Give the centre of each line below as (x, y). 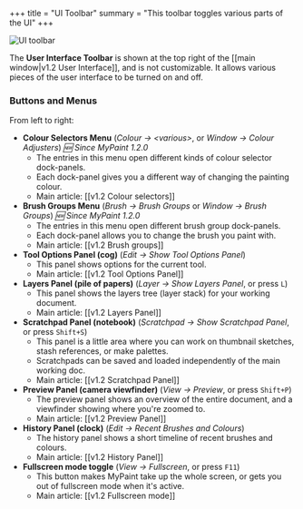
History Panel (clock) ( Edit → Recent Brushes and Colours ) (133, 428)
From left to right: (42, 121)
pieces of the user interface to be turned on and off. (107, 77)
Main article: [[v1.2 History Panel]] (99, 457)
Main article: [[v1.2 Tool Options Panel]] (110, 274)
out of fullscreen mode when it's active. (110, 486)
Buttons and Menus (54, 101)
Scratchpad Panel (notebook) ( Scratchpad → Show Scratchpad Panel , (156, 322)
